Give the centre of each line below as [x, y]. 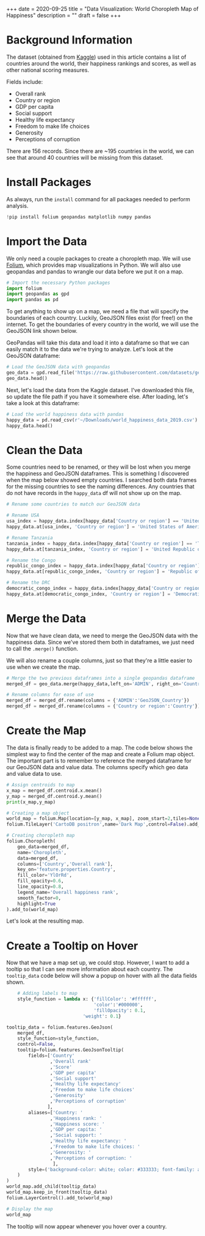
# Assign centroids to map [41, 785]
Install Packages [49, 182]
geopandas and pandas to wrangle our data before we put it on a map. [95, 271]
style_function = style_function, [58, 1039]
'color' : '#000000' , [118, 1005]
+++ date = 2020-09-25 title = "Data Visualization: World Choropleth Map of [103, 9]
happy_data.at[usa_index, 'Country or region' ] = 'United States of [95, 527]
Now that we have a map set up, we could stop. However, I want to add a [98, 962]
